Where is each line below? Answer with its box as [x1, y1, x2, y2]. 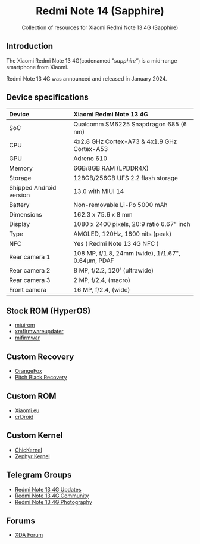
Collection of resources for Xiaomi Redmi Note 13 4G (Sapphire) [21, 24, 179, 31]
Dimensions [9, 210, 43, 218]
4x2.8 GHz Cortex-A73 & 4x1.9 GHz [73, 137, 177, 146]
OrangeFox [14, 367, 43, 375]
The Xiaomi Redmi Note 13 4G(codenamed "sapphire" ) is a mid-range [6, 57, 177, 64]
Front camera [9, 285, 46, 293]
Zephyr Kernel [14, 452, 50, 460]
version [9, 191, 30, 199]
